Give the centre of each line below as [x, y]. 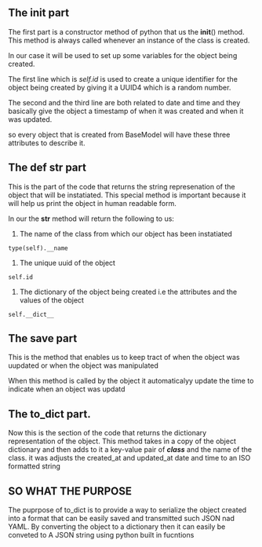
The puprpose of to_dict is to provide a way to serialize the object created [127, 510]
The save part [43, 338]
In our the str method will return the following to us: [91, 218]
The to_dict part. [50, 414]
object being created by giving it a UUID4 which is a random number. [120, 87]
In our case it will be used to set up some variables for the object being [123, 55]
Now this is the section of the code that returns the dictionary [107, 433]
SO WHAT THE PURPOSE [70, 491]
